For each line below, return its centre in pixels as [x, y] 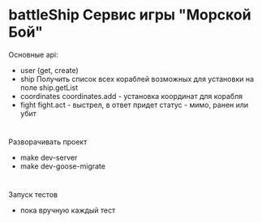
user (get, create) [49, 70]
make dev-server [49, 158]
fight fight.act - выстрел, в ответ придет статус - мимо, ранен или [134, 105]
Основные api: [33, 54]
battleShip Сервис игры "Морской [130, 15]
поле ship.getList [49, 88]
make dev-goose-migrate [62, 166]
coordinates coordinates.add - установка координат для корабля [131, 96]
